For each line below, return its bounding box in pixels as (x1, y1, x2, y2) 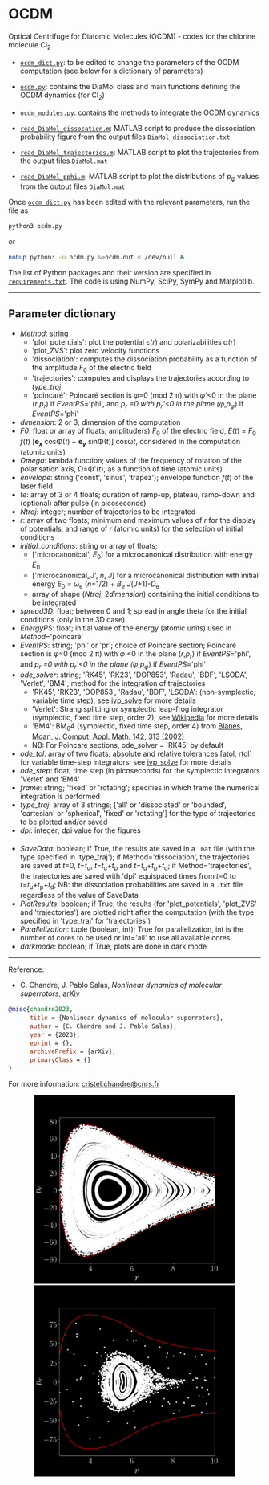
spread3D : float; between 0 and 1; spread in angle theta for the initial (19, 606, 247, 616)
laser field (19, 481, 54, 491)
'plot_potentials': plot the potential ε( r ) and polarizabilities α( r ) (31, 337, 236, 346)
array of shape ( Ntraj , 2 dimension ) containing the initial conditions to (31, 590, 259, 599)
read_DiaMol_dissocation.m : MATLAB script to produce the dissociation (19, 123, 255, 133)
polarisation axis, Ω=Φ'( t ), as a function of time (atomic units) (19, 464, 223, 474)
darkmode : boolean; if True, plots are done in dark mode (19, 941, 207, 952)
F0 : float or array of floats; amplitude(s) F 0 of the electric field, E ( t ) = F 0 (19, 426, 256, 438)
